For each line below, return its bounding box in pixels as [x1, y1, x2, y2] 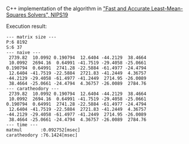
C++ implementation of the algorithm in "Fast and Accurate [6, 5, 150, 12]
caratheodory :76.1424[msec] [6, 132, 78, 138]
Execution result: [6, 23, 47, 30]
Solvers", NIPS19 [27, 11, 69, 18]
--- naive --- [6, 50, 41, 55]
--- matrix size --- [6, 34, 57, 40]
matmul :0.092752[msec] [6, 127, 81, 133]
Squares [6, 11, 27, 18]
